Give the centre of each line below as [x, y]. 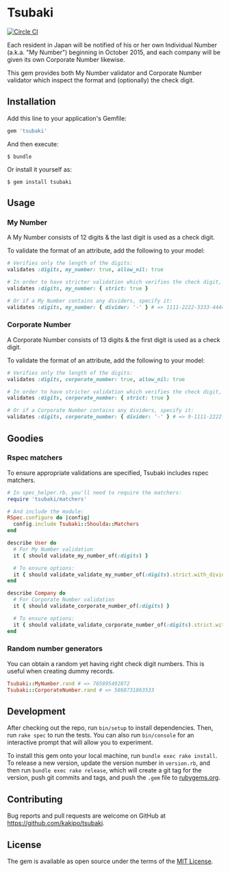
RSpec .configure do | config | [49, 518]
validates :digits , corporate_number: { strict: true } [88, 398]
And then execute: [33, 144]
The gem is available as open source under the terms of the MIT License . [110, 861]
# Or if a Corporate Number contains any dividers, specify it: [101, 411]
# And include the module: [46, 512]
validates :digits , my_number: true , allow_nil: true [86, 270]
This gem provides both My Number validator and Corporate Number [104, 73]
